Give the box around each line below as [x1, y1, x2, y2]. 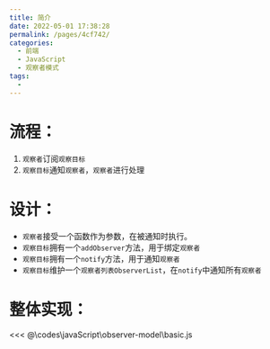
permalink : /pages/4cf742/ [9, 30, 110, 39]
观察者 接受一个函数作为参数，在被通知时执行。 [22, 230, 193, 241]
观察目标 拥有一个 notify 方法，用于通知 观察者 [22, 253, 181, 264]
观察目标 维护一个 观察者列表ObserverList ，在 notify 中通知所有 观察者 [22, 264, 262, 275]
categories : [9, 38, 54, 48]
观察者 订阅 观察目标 [22, 153, 86, 164]
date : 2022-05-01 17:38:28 [9, 22, 110, 31]
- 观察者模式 [17, 64, 60, 73]
